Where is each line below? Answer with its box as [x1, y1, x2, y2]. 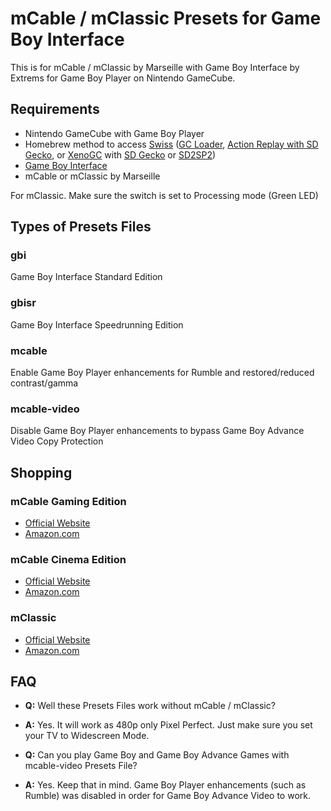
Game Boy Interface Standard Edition [10, 271, 163, 283]
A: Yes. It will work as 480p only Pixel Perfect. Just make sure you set [24, 719, 313, 731]
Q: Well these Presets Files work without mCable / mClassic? [24, 700, 276, 712]
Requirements [10, 101, 100, 118]
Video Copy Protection [10, 435, 104, 447]
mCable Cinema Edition [10, 552, 127, 566]
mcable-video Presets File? [24, 760, 138, 772]
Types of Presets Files [10, 218, 152, 236]
